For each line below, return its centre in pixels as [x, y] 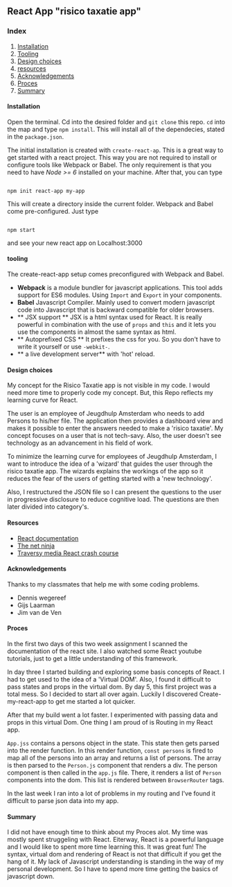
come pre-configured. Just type [53, 211]
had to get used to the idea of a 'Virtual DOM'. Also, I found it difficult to [109, 679]
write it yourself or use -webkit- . [63, 347]
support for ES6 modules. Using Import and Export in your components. [119, 295]
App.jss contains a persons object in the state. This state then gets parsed [113, 743]
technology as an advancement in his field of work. [80, 443]
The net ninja [36, 546]
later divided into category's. [48, 507]
